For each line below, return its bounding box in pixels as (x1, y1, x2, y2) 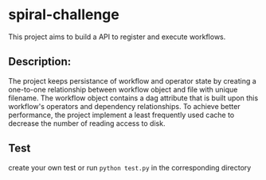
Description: (8, 55, 72, 68)
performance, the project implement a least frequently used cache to (8, 110, 235, 119)
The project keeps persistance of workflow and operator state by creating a (8, 76, 256, 85)
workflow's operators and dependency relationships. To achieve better (8, 101, 241, 111)
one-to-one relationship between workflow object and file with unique (8, 84, 238, 94)
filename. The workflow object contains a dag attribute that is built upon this (8, 93, 259, 103)
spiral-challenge (8, 6, 119, 24)
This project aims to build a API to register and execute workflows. (8, 32, 226, 41)
